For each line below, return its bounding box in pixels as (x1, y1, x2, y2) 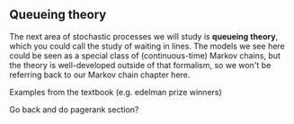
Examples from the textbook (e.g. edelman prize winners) (9, 86, 222, 97)
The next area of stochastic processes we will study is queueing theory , (9, 31, 279, 41)
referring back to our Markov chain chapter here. (9, 69, 191, 80)
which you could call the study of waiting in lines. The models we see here (9, 40, 285, 51)
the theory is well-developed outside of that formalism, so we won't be (9, 59, 272, 70)
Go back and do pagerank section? (9, 103, 139, 115)
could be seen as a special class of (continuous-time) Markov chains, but (9, 49, 281, 61)
